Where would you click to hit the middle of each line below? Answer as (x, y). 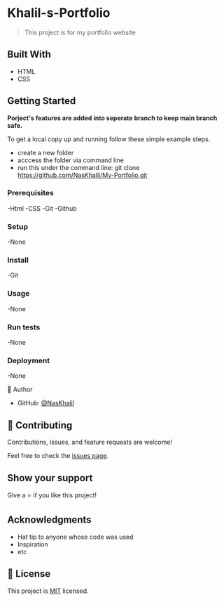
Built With (29, 54)
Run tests (24, 327)
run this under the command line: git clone (78, 167)
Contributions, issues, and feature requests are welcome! (90, 442)
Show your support (50, 478)
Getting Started (42, 101)
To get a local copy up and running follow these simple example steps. (109, 139)
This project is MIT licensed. (48, 591)
